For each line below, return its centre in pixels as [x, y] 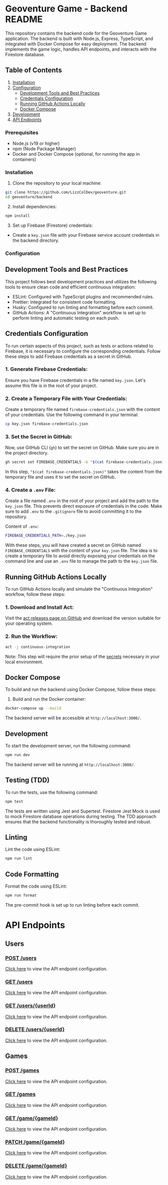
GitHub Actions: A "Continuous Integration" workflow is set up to [79, 312]
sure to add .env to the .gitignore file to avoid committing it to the [73, 512]
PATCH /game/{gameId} [35, 1142]
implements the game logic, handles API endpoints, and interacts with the [81, 49]
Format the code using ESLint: [36, 886]
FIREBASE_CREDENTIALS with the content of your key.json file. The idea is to [81, 551]
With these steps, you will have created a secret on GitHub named [73, 545]
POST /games [22, 1070]
